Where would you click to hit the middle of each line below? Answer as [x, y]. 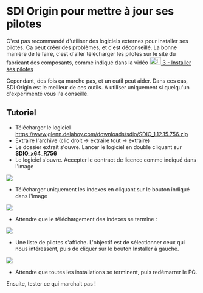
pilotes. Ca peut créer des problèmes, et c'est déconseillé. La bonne [92, 47]
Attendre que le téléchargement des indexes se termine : [86, 219]
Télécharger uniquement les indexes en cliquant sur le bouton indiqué [102, 189]
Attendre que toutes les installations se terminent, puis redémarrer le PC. [106, 272]
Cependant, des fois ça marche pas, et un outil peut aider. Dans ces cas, [97, 81]
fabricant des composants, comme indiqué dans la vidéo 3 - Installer [99, 63]
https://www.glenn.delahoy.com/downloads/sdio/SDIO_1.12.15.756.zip [101, 134]
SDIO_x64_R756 [36, 153]
